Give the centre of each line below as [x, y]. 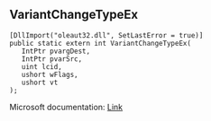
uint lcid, [42, 66]
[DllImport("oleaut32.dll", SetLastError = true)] [106, 35]
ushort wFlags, [50, 74]
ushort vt [40, 82]
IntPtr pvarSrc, [52, 59]
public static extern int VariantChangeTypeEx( [101, 43]
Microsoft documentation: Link [66, 107]
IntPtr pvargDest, [56, 51]
